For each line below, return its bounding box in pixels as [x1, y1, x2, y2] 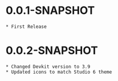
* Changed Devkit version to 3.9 [5, 63, 91, 70]
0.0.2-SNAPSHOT [5, 44, 99, 57]
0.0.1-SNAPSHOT [5, 4, 95, 18]
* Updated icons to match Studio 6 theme [5, 69, 113, 75]
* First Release [5, 24, 47, 30]
